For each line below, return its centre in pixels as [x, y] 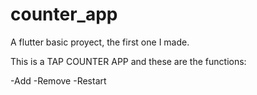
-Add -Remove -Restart [58, 80]
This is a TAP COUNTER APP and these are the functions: [128, 61]
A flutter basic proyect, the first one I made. [100, 42]
